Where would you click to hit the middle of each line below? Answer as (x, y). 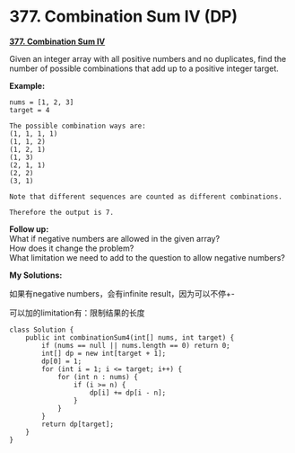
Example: (27, 85)
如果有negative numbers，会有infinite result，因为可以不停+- (122, 293)
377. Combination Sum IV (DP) (124, 17)
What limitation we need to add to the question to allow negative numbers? (147, 257)
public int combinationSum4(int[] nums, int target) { (130, 338)
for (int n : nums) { (98, 377)
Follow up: (29, 229)
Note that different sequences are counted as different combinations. (146, 196)
